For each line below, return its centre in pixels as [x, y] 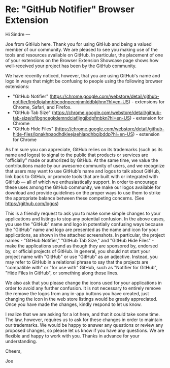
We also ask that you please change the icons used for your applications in [84, 282]
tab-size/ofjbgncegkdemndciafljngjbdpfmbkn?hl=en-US [71, 118]
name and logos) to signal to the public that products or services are [77, 155]
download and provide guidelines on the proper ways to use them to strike [83, 192]
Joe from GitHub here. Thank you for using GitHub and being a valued [79, 44]
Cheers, [13, 351]
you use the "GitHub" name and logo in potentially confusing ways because [84, 224]
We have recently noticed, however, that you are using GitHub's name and [83, 75]
